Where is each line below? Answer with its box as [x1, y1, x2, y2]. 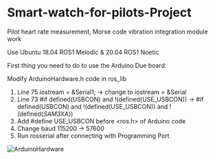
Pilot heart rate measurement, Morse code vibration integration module [7, 27, 208, 36]
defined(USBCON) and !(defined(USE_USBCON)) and [16, 102, 168, 110]
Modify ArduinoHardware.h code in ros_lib [7, 74, 127, 83]
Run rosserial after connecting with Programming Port [16, 132, 170, 140]
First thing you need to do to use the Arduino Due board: [7, 61, 167, 69]
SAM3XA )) [43, 110, 73, 118]
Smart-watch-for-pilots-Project [7, 5, 192, 21]
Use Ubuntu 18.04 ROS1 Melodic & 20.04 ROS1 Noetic [7, 48, 159, 56]
